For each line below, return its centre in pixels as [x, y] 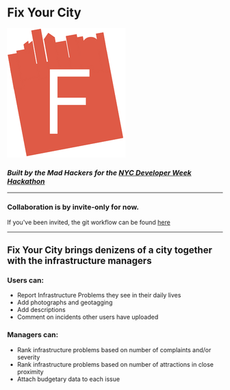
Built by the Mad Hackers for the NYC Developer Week [99, 173]
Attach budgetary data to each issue [68, 379]
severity [28, 357]
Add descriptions [41, 310]
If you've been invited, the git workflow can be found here [89, 222]
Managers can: [33, 335]
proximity [30, 371]
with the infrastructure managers [79, 261]
